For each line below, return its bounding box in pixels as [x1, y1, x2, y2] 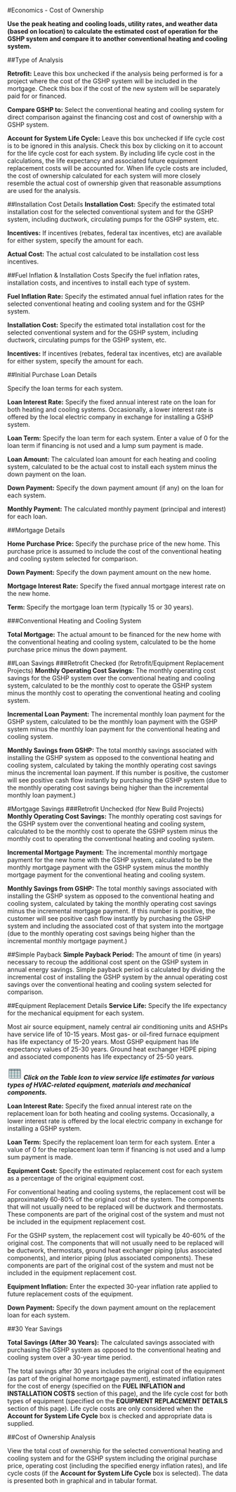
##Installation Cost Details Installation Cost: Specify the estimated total [7, 200, 216, 209]
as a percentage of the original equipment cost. [7, 1174, 145, 1182]
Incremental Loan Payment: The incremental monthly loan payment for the [7, 710, 225, 718]
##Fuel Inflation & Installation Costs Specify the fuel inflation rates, [7, 271, 200, 279]
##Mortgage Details [7, 526, 65, 534]
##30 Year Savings [7, 1324, 63, 1333]
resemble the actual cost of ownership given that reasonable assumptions [7, 179, 221, 187]
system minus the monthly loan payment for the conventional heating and [7, 725, 220, 733]
